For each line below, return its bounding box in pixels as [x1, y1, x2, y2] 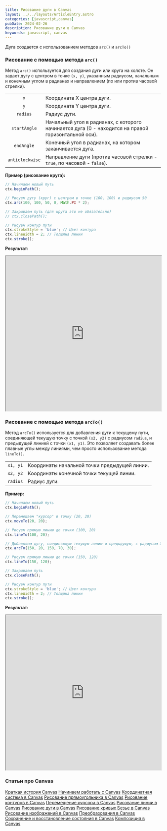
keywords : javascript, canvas [5, 30, 68, 35]
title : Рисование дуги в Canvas [5, 7, 72, 12]
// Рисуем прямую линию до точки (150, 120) [5, 555, 98, 560]
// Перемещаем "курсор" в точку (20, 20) [5, 514, 92, 519]
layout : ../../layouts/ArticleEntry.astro [5, 12, 94, 17]
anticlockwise [7, 157, 41, 163]
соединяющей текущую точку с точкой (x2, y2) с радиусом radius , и [5, 435, 152, 441]
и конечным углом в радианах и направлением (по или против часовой [5, 78, 157, 84]
